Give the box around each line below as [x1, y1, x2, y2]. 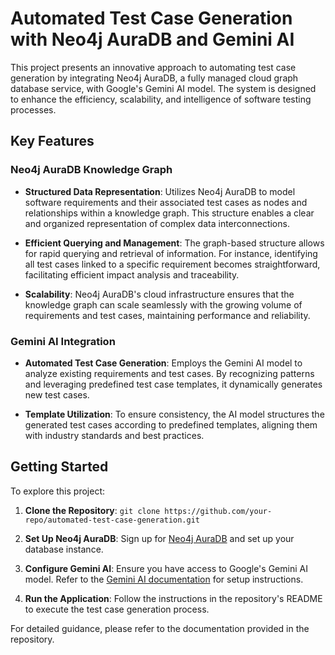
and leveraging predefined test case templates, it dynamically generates [24, 378, 323, 390]
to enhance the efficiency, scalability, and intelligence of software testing [10, 93, 312, 105]
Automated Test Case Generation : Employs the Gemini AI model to [24, 357, 303, 369]
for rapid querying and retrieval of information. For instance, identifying [24, 247, 318, 259]
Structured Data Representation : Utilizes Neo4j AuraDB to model [24, 185, 296, 197]
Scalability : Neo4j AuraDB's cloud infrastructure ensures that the [24, 288, 295, 300]
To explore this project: [10, 485, 106, 497]
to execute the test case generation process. [24, 603, 210, 615]
